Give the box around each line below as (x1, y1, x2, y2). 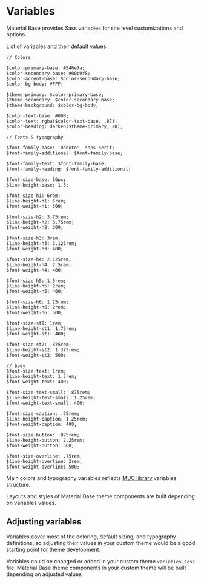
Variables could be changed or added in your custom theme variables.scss (6, 557, 196, 565)
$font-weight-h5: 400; (6, 288, 64, 294)
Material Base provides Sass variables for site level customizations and (6, 24, 183, 32)
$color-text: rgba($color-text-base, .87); (6, 118, 118, 124)
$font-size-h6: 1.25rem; (6, 299, 69, 305)
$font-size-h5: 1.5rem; (6, 278, 67, 284)
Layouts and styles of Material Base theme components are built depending (6, 492, 195, 500)
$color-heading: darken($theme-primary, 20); (6, 123, 123, 129)
